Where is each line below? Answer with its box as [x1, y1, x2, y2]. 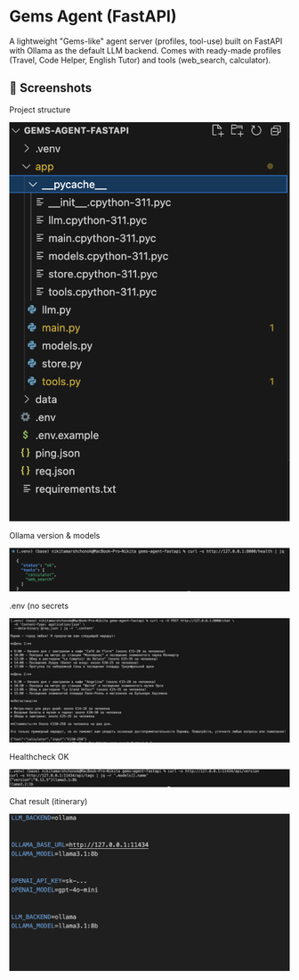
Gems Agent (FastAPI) [9, 6, 177, 27]
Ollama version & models [9, 530, 101, 540]
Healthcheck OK [9, 752, 69, 762]
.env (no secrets [9, 600, 69, 611]
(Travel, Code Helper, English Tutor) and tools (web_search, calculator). [9, 54, 271, 65]
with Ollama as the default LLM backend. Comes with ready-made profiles [9, 45, 282, 55]
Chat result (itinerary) [9, 795, 88, 806]
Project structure [9, 104, 71, 115]
